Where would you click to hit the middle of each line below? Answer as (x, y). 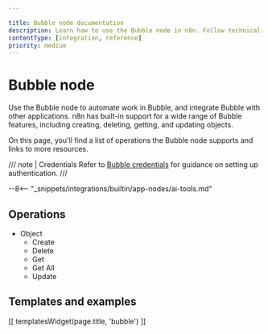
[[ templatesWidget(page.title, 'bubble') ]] (77, 321)
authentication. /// (38, 173)
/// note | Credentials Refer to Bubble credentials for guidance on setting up (134, 165)
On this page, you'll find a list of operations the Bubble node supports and (131, 140)
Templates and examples (72, 302)
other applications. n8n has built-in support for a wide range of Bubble (125, 116)
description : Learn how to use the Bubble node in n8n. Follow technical (135, 30)
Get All (43, 268)
